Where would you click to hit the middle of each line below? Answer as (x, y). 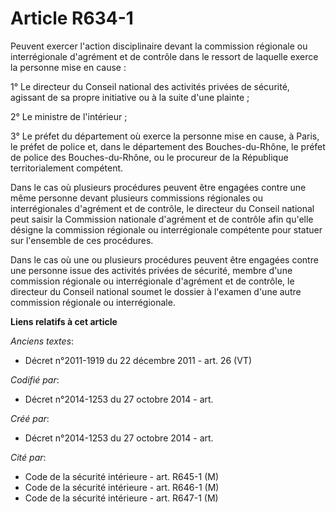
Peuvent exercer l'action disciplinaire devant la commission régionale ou (159, 46)
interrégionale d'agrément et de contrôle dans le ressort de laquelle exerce (164, 56)
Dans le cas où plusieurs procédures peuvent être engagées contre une (158, 187)
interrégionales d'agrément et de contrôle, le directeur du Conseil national (162, 208)
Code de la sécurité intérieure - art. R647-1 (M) (121, 498)
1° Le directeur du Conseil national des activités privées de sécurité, (150, 86)
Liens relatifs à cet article (64, 321)
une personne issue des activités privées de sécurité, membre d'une (151, 270)
